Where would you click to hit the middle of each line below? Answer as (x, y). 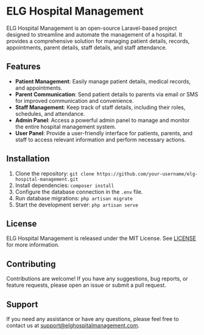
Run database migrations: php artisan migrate (74, 198)
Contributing (31, 264)
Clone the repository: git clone (55, 173)
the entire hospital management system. (65, 127)
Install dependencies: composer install (65, 185)
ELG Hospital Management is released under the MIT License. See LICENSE (101, 238)
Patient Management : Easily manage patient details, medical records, (103, 81)
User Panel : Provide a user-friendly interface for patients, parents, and (104, 133)
